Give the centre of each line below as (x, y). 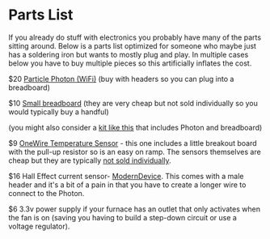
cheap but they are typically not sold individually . (90, 160)
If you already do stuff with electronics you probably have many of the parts (135, 37)
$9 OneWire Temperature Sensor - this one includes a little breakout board (133, 143)
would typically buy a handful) (59, 112)
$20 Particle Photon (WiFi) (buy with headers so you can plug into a (121, 79)
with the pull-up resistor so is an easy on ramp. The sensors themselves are (135, 152)
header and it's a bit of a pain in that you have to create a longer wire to (127, 185)
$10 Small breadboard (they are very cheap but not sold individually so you (133, 103)
